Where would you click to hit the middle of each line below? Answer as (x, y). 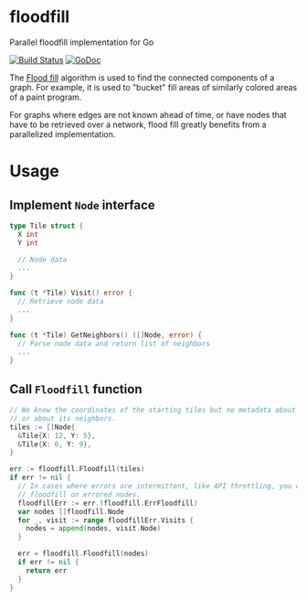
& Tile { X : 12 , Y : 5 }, (57, 435)
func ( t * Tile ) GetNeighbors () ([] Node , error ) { (106, 335)
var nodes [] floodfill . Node (71, 511)
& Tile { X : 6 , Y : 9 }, (55, 444)
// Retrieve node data (61, 302)
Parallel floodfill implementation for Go (82, 42)
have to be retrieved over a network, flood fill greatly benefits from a (138, 124)
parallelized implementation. (63, 134)
